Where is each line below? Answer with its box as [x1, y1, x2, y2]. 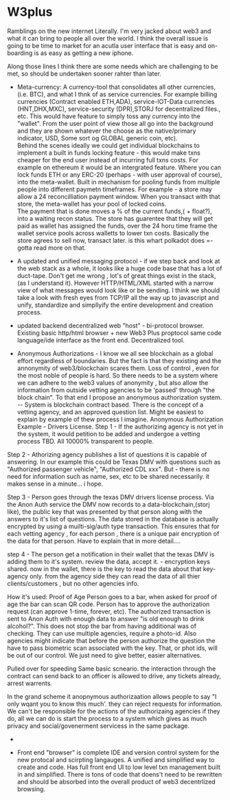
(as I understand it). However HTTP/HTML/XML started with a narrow [16, 279, 214, 287]
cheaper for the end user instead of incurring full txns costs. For [16, 155, 199, 164]
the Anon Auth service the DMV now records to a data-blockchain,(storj [7, 500, 210, 508]
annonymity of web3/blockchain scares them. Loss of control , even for [16, 364, 220, 372]
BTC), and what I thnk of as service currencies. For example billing [30, 90, 218, 98]
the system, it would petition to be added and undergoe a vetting [16, 429, 200, 437]
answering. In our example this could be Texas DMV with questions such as [7, 457, 221, 466]
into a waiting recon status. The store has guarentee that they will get [16, 214, 214, 222]
